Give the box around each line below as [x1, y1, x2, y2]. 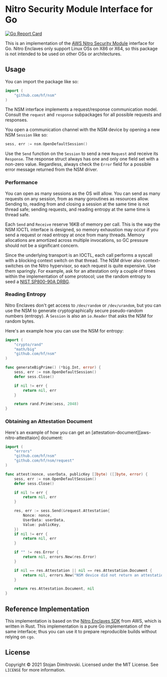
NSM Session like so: [5, 132, 48, 138]
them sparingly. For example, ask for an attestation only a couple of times [5, 268, 156, 274]
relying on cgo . [5, 634, 35, 640]
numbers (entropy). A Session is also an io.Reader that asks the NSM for [5, 313, 153, 319]
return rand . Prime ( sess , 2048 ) [14, 401, 79, 407]
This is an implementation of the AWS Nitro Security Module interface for [5, 40, 155, 46]
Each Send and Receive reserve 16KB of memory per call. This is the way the [5, 221, 161, 227]
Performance [5, 179, 38, 186]
